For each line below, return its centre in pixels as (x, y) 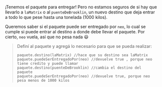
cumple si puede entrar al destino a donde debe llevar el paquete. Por (75, 32)
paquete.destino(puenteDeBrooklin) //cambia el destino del (79, 68)
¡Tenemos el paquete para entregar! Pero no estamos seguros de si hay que (81, 7)
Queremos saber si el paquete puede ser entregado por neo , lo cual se (75, 27)
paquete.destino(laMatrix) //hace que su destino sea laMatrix (82, 55)
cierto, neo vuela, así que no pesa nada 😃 (47, 37)
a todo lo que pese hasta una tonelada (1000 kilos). (56, 17)
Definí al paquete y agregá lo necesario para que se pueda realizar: (84, 46)
